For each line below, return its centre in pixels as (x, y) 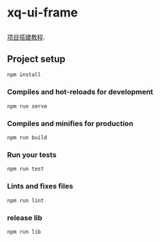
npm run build (27, 137)
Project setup (37, 59)
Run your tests (32, 154)
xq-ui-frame (43, 13)
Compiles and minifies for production (70, 123)
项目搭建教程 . (26, 37)
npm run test (26, 169)
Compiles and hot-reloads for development (80, 92)
